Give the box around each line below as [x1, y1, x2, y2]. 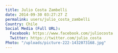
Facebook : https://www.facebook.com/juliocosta [10, 31, 113, 36]
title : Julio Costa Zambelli [5, 7, 67, 13]
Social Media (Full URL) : [5, 26, 60, 31]
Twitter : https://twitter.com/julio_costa [10, 36, 102, 41]
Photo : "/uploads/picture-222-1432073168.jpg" [5, 40, 106, 45]
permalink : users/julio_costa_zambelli [5, 17, 90, 22]
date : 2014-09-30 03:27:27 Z [5, 12, 67, 17]
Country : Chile [5, 21, 38, 27]
